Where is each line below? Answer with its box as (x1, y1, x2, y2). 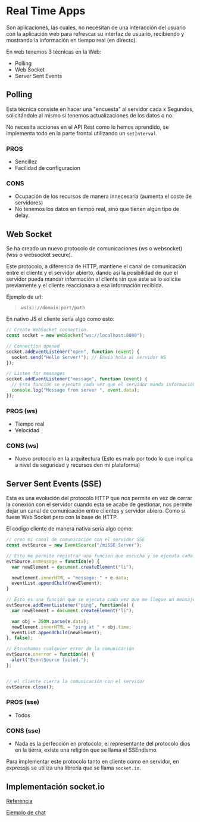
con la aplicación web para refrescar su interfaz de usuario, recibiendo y (6, 30, 185, 37)
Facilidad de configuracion (14, 165, 80, 172)
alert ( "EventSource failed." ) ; (11, 657, 89, 663)
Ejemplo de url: (6, 293, 43, 300)
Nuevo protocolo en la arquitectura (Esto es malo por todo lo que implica (14, 455, 193, 463)
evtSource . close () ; (6, 684, 55, 690)
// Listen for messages (6, 371, 65, 377)
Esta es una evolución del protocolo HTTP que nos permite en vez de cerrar (6, 495, 192, 502)
